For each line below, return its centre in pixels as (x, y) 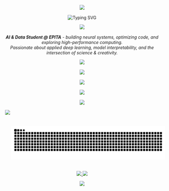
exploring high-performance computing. (82, 42)
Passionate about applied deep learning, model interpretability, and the (82, 47)
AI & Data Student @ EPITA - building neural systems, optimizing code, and (82, 37)
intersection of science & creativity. (82, 53)
